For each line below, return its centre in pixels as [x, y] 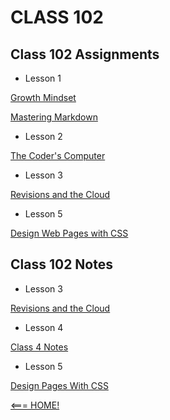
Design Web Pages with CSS [69, 233]
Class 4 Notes [39, 347]
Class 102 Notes [61, 264]
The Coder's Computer [58, 155]
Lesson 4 [44, 327]
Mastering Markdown [54, 117]
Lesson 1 [43, 78]
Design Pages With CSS [59, 385]
